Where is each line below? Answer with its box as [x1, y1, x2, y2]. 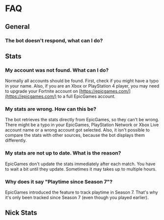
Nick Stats [5, 209, 38, 217]
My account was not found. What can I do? [5, 66, 109, 73]
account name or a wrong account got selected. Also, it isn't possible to [5, 127, 150, 133]
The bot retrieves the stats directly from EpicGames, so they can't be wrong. [5, 117, 160, 123]
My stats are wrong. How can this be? [5, 106, 96, 112]
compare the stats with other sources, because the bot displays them [5, 132, 145, 138]
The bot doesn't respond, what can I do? [5, 37, 103, 44]
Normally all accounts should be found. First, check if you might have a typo [5, 78, 159, 84]
